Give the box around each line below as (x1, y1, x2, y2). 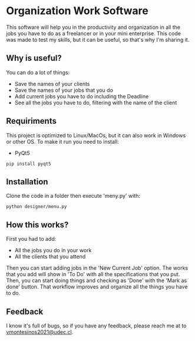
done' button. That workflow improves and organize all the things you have (6, 283, 188, 290)
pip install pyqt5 (6, 161, 51, 167)
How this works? (6, 220, 69, 230)
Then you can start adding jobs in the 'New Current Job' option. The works (6, 264, 189, 272)
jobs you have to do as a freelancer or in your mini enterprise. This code (6, 29, 181, 37)
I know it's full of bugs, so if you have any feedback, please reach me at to (6, 322, 187, 329)
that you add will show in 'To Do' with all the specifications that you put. (6, 271, 180, 278)
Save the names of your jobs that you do (14, 87, 114, 94)
